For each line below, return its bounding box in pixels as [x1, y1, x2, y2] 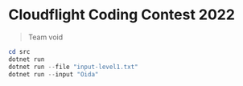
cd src [8, 47, 31, 55]
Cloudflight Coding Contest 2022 [8, 6, 236, 24]
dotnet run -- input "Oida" [8, 70, 99, 78]
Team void [27, 32, 64, 42]
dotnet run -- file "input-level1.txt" [8, 63, 138, 71]
